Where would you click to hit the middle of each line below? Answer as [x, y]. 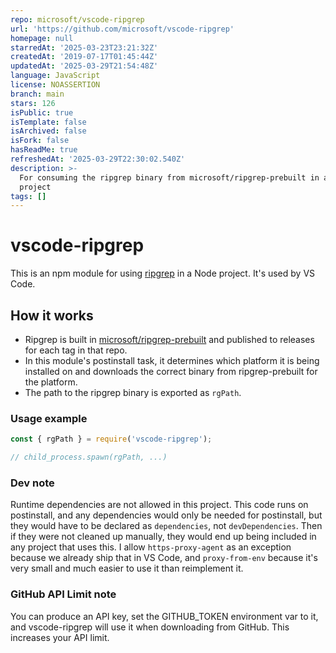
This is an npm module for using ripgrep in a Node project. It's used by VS [163, 273]
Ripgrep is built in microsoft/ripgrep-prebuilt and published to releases [169, 339]
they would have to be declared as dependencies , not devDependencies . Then [166, 526]
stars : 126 [33, 103]
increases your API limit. [60, 637]
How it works [52, 315]
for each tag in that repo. [76, 350]
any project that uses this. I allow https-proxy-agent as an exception [151, 547]
